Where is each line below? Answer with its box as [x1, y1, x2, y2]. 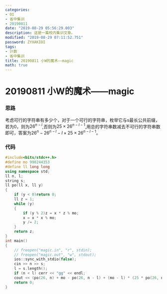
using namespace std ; [5, 169, 50, 174]
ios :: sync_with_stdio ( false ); [14, 257, 77, 262]
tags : [5, 44, 16, 49]
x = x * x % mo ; [23, 215, 57, 220]
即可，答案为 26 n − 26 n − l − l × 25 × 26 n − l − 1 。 [5, 129, 101, 136]
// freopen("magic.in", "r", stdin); [14, 247, 92, 253]
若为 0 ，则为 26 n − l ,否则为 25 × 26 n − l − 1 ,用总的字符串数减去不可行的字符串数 [5, 122, 161, 129]
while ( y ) [14, 201, 35, 206]
